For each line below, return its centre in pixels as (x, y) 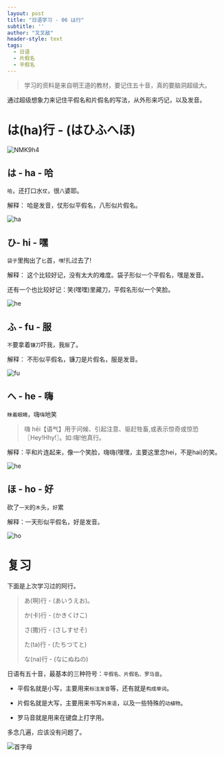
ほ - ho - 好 (30, 489)
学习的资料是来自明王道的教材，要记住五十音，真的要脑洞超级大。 (117, 85)
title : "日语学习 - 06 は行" (46, 20)
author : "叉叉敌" (30, 33)
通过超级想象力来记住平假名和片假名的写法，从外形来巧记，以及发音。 (107, 100)
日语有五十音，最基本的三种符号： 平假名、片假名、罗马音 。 (87, 673)
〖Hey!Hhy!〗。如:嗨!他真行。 (64, 437)
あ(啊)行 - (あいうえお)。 (59, 600)
